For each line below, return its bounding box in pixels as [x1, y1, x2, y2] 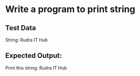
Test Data [5, 24, 36, 32]
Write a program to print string [5, 4, 135, 15]
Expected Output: [5, 51, 62, 60]
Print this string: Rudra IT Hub [5, 64, 67, 71]
